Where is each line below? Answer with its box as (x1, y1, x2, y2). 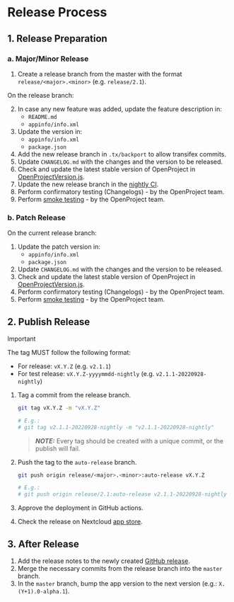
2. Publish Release (7, 316, 90, 328)
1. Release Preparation (7, 33, 107, 45)
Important (7, 334, 36, 343)
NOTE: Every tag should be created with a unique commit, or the (35, 436, 224, 445)
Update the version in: (17, 127, 83, 135)
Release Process (7, 4, 107, 21)
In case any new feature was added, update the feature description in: (17, 104, 223, 113)
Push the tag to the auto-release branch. (17, 458, 137, 466)
